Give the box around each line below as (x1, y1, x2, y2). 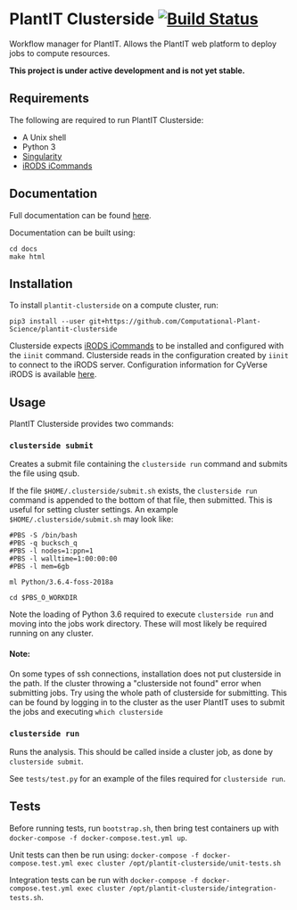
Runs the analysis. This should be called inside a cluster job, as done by (9, 746, 274, 757)
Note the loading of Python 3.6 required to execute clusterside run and (9, 609, 274, 619)
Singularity (21, 151, 62, 161)
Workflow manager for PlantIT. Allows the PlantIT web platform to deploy (9, 38, 277, 49)
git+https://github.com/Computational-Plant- (88, 317, 261, 326)
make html (9, 252, 46, 261)
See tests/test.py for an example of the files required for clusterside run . (9, 773, 286, 783)
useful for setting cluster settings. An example (9, 504, 178, 515)
